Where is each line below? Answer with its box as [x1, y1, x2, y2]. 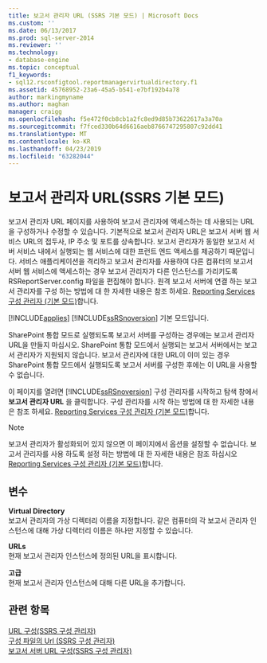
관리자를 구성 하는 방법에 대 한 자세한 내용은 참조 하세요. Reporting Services [16, 287, 255, 296]
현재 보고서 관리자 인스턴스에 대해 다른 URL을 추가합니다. [8, 578, 186, 587]
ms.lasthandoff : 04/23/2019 [8, 145, 102, 153]
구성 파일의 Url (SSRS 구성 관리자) [8, 636, 116, 645]
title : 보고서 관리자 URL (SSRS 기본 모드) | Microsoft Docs [8, 11, 199, 20]
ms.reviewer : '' [8, 41, 62, 49]
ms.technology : [8, 49, 59, 57]
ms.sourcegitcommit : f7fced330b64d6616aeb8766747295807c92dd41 [8, 123, 223, 131]
